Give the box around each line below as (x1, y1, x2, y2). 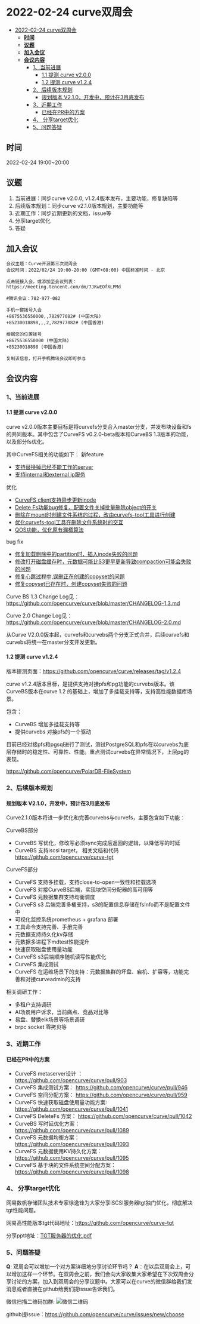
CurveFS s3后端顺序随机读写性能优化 (14, 953, 107, 960)
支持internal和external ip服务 (14, 471, 86, 478)
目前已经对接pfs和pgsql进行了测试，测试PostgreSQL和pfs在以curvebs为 (6, 741, 184, 748)
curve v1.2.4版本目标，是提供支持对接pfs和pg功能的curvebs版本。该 (6, 680, 175, 687)
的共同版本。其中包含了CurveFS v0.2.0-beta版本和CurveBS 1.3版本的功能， (6, 431, 192, 438)
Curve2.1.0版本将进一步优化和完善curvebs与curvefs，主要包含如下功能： (6, 814, 186, 821)
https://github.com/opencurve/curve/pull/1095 (14, 1154, 129, 1162)
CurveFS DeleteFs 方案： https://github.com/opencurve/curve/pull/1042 (14, 1113, 192, 1120)
